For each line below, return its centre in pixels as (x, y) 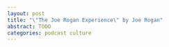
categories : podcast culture (49, 33)
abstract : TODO (29, 26)
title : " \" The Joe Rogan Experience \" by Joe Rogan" (85, 20)
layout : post (26, 13)
